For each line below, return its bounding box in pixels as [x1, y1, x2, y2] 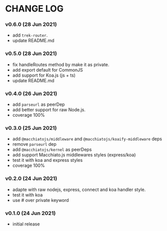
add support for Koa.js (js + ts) [12, 72, 76, 78]
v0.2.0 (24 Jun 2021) [5, 175, 57, 182]
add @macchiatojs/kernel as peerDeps [12, 146, 92, 153]
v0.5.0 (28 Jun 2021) [5, 50, 57, 57]
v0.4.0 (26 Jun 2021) [5, 90, 57, 97]
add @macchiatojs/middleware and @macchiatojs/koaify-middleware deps [12, 136, 162, 142]
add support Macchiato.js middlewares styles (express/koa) [12, 152, 136, 158]
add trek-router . [12, 32, 48, 38]
